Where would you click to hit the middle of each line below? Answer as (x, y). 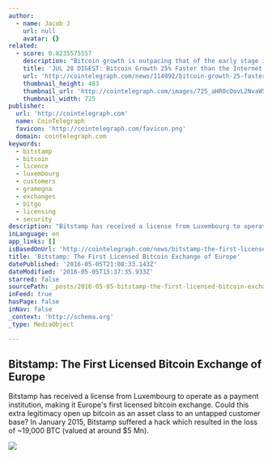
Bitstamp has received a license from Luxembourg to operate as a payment (134, 397)
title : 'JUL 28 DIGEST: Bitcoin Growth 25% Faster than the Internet (143, 69)
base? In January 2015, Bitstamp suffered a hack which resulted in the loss (133, 422)
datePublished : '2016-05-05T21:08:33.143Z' (83, 264)
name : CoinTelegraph (50, 121)
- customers (36, 182)
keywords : (25, 144)
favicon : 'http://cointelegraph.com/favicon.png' (101, 129)
